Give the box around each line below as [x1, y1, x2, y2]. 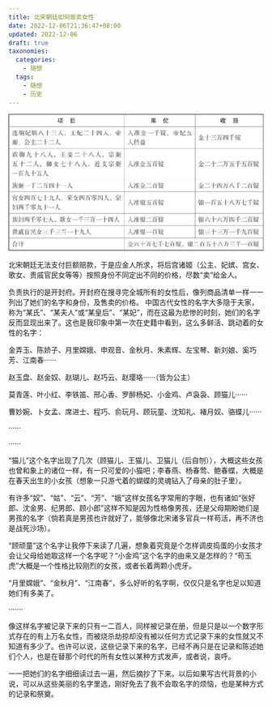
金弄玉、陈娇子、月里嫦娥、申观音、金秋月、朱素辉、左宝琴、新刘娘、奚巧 [8, 345, 257, 355]
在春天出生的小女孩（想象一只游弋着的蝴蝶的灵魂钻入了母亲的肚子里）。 [8, 476, 246, 486]
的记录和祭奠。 [8, 689, 58, 699]
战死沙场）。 [15, 524, 55, 533]
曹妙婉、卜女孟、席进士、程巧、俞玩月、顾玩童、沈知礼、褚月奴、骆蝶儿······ [8, 407, 262, 417]
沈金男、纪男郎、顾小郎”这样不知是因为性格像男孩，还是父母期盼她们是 [22, 503, 261, 513]
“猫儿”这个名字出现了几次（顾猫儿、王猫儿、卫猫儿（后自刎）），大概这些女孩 [8, 456, 263, 465]
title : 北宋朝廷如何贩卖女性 [8, 13, 95, 21]
